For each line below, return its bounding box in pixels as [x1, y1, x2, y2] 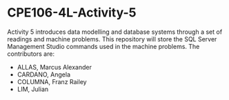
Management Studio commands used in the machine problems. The [7, 42, 200, 50]
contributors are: [7, 50, 55, 58]
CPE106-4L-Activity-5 [7, 5, 137, 21]
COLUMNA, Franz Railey [17, 77, 88, 86]
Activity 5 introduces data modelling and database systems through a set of [7, 28, 223, 36]
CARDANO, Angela [17, 70, 71, 79]
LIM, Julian [17, 85, 49, 93]
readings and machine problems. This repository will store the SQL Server [7, 34, 217, 43]
